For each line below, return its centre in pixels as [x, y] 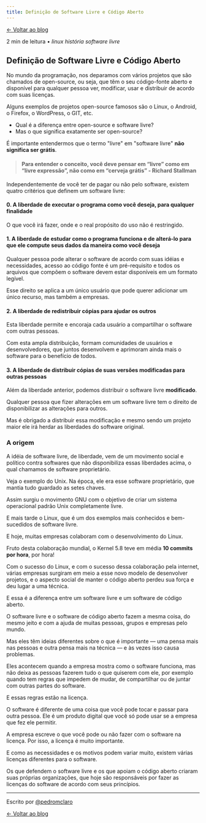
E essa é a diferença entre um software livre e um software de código [94, 597]
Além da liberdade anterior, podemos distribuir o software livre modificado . [102, 390]
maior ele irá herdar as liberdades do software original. [75, 427]
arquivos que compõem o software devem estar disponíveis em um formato [102, 272]
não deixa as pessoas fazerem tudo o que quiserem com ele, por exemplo [100, 672]
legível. [15, 279]
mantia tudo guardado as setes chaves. [56, 487]
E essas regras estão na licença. [47, 697]
